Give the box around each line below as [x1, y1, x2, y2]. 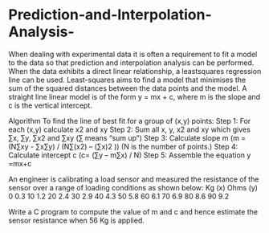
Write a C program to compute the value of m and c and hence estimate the [8, 206, 259, 216]
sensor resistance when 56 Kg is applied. [8, 215, 145, 225]
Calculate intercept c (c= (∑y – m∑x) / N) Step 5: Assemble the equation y [8, 150, 251, 160]
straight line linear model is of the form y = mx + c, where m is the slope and [8, 92, 261, 101]
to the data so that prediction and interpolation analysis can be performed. [8, 58, 255, 67]
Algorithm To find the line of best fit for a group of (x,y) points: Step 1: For [8, 116, 251, 125]
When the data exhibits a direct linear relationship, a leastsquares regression [8, 66, 262, 76]
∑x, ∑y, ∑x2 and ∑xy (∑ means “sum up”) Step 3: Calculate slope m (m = [8, 133, 247, 142]
